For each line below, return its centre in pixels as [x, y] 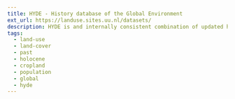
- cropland [29, 66]
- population [33, 72]
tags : [15, 33]
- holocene [29, 59]
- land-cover [33, 46]
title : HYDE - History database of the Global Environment [95, 14]
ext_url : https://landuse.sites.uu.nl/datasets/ [79, 20]
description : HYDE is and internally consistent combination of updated [115, 26]
